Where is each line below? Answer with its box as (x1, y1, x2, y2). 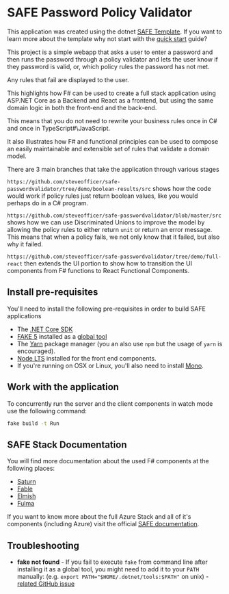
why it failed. (7, 240, 43, 248)
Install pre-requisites (7, 286, 98, 298)
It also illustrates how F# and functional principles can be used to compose (7, 137, 219, 145)
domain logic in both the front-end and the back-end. (7, 103, 157, 112)
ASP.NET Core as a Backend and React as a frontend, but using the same (7, 96, 214, 104)
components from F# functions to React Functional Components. (7, 266, 190, 274)
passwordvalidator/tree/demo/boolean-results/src (7, 185, 152, 192)
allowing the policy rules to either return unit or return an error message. (7, 225, 213, 233)
